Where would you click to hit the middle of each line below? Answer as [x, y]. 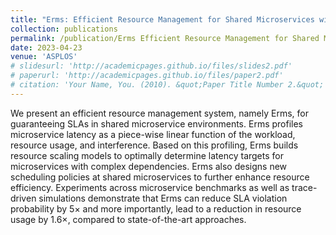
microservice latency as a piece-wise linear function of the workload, [153, 134]
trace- [304, 187]
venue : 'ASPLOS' [44, 57]
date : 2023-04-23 [46, 47]
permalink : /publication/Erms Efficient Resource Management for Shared [165, 38]
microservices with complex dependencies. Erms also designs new [149, 166]
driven [23, 198]
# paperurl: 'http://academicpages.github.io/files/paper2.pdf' [147, 76]
